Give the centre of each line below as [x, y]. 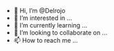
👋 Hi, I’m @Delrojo [39, 11]
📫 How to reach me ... [46, 40]
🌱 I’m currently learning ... [50, 25]
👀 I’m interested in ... [43, 18]
